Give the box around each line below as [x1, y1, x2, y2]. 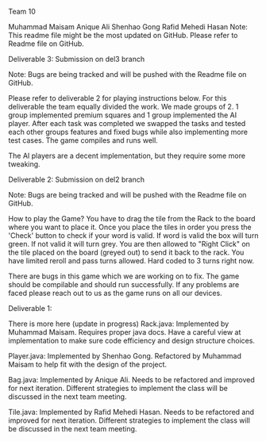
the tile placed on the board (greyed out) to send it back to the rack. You [8, 247, 245, 257]
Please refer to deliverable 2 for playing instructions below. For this [8, 94, 227, 102]
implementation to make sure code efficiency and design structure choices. [8, 336, 256, 345]
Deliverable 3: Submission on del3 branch [8, 55, 145, 63]
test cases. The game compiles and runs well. [8, 136, 159, 145]
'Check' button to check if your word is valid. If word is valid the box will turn [8, 231, 259, 240]
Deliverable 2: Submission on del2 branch [8, 174, 145, 184]
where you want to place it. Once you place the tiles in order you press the [8, 222, 252, 232]
